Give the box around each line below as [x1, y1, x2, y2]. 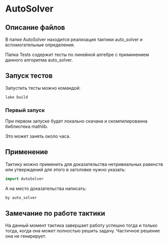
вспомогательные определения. [5, 42, 75, 48]
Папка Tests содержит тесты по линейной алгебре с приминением [5, 51, 149, 57]
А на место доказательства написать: [5, 185, 87, 192]
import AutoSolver [5, 176, 44, 181]
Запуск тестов [5, 72, 53, 80]
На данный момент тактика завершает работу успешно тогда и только [5, 222, 157, 228]
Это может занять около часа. [5, 133, 71, 139]
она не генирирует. [5, 233, 46, 239]
